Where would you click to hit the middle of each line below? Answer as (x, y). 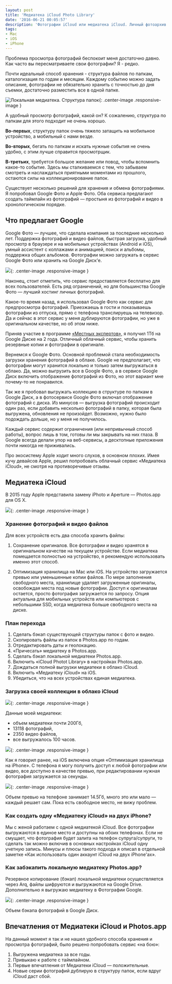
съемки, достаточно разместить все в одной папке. (62, 90)
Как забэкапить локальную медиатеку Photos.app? (74, 868)
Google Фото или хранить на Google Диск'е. (54, 260)
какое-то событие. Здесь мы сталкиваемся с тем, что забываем (76, 167)
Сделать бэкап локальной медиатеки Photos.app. (67, 656)
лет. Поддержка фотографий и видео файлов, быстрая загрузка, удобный (86, 238)
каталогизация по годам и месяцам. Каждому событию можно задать (83, 79)
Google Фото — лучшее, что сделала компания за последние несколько (85, 233)
